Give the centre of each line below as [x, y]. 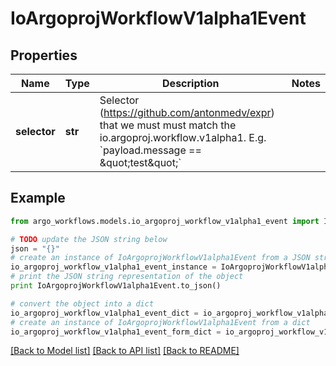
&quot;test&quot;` [140, 162]
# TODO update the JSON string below [89, 239]
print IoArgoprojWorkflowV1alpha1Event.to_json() [116, 286]
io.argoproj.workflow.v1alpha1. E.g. [183, 137]
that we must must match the [168, 125]
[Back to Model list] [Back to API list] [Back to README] [125, 351]
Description [191, 83]
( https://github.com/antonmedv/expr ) [187, 112]
